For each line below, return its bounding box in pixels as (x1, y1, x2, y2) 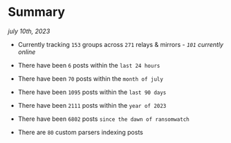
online (17, 48, 36, 56)
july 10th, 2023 (8, 27, 50, 35)
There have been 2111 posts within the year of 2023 (17, 101, 167, 109)
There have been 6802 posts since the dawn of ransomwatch (17, 115, 190, 123)
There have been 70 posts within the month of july (17, 74, 163, 83)
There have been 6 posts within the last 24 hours (17, 61, 160, 69)
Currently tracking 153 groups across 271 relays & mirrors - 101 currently (17, 40, 224, 48)
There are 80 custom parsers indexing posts (17, 128, 144, 136)
